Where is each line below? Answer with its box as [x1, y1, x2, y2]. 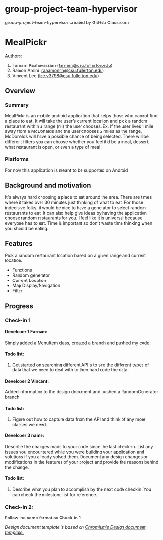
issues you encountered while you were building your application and [5, 449, 145, 454]
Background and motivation [5, 181, 91, 190]
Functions [12, 267, 33, 273]
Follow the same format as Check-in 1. [5, 515, 82, 521]
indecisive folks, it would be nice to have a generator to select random [5, 204, 146, 211]
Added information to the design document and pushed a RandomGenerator [5, 389, 159, 395]
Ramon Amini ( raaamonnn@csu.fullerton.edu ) [12, 67, 104, 73]
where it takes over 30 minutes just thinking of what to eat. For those [5, 199, 143, 205]
